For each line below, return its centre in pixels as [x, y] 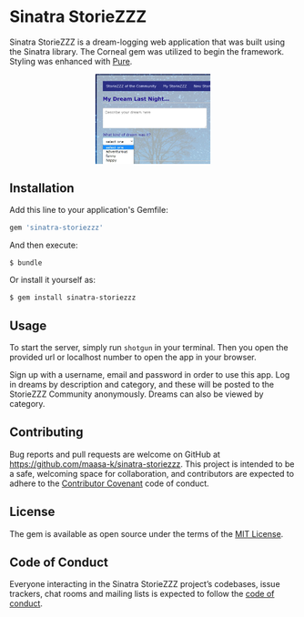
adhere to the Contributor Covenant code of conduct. [109, 483]
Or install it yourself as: [52, 280]
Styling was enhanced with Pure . [71, 61]
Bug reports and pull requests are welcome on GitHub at [115, 454]
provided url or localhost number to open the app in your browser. [133, 357]
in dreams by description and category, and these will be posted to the [142, 384]
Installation [42, 188]
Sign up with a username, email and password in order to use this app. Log [150, 374]
